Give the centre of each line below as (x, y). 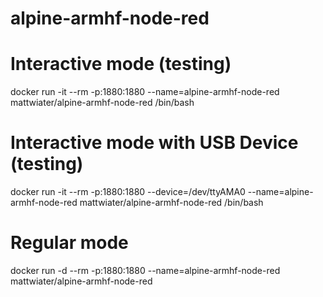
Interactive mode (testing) (121, 64)
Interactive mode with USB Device (154, 143)
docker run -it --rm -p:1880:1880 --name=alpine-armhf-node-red (145, 92)
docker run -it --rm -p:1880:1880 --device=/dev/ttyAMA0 (128, 192)
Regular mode (69, 243)
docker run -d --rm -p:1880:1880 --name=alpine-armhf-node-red (145, 270)
